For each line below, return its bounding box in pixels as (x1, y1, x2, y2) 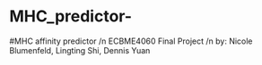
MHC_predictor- (9, 6, 133, 27)
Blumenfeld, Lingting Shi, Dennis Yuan (9, 45, 151, 55)
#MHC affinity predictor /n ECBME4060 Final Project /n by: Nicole (9, 36, 253, 46)
